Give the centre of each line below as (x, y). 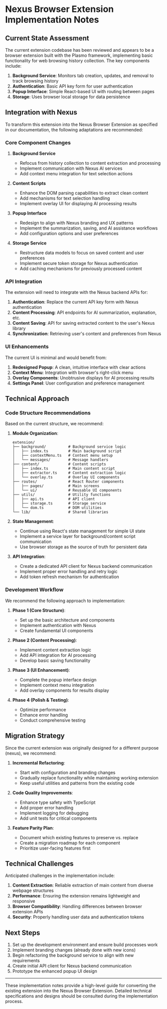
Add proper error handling (46, 807)
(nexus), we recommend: (31, 753)
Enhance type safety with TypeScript (58, 802)
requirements (26, 961)
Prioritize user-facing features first (55, 848)
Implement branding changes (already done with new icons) (74, 950)
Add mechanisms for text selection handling (65, 198)
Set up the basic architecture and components (67, 620)
